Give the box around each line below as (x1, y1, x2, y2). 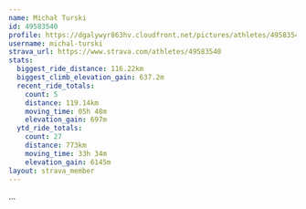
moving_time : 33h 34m (25, 149, 107, 158)
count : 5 (25, 89, 58, 99)
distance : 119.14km (25, 98, 100, 108)
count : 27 (25, 132, 63, 141)
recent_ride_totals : (16, 81, 95, 90)
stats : (8, 56, 34, 65)
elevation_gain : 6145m (25, 157, 111, 167)
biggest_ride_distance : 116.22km (16, 65, 144, 74)
